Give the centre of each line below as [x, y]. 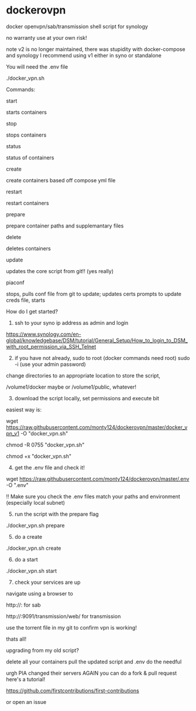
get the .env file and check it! [49, 467]
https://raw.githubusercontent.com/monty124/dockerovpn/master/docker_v [97, 427]
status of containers [30, 157]
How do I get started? [32, 311]
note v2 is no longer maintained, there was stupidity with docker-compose [96, 49]
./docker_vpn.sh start [32, 571]
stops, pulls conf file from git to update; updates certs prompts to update [94, 294]
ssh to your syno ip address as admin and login [71, 322]
